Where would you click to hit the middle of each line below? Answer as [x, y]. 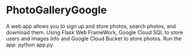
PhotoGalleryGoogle [56, 10]
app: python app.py [30, 45]
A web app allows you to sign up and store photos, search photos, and [91, 26]
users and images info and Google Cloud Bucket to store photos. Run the [94, 38]
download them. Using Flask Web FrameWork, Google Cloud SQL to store [94, 32]
